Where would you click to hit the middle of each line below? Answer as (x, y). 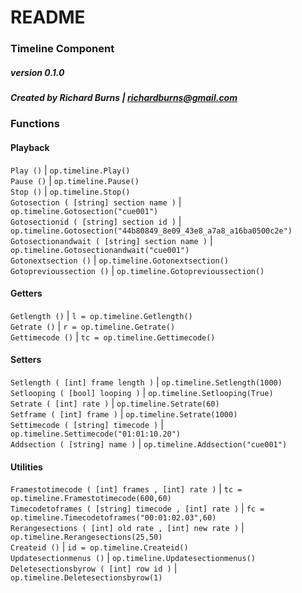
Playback (30, 148)
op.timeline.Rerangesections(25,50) (86, 537)
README (48, 17)
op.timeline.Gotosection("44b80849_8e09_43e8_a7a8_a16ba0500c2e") (151, 231)
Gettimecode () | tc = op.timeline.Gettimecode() (113, 337)
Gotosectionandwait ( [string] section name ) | (111, 240)
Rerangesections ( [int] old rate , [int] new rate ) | (127, 528)
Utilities (26, 467)
